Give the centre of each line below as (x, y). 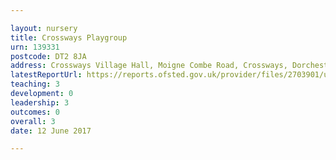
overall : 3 (33, 121)
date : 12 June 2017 (51, 131)
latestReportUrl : (46, 75)
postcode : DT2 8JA (48, 56)
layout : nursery (44, 28)
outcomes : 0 (35, 112)
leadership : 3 (40, 102)
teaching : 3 (35, 84)
